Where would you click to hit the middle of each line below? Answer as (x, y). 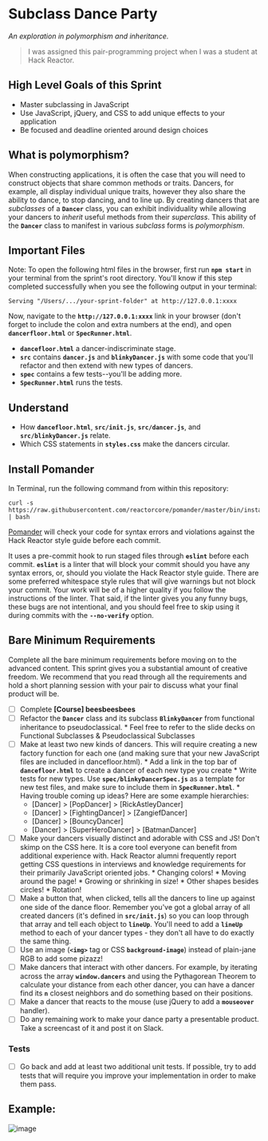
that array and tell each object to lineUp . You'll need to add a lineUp (131, 924)
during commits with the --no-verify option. (81, 615)
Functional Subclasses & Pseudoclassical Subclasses (107, 736)
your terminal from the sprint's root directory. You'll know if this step (120, 278)
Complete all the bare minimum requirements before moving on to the (122, 660)
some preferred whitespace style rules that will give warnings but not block (132, 581)
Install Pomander (51, 469)
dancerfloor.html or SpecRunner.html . (70, 333)
